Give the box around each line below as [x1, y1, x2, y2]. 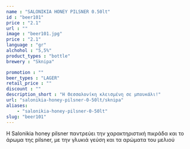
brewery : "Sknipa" [6, 58, 55, 64]
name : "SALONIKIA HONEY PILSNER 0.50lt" [6, 8, 111, 15]
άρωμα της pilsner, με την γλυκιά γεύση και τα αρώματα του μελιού [6, 136, 175, 144]
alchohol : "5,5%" [6, 48, 52, 54]
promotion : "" [6, 69, 44, 75]
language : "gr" [6, 42, 46, 48]
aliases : [6, 103, 28, 108]
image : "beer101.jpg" [6, 31, 63, 37]
